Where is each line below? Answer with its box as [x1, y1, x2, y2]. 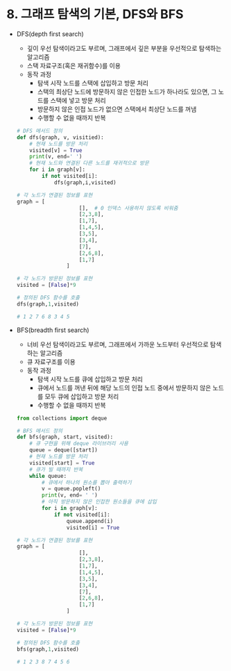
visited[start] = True [29, 459, 95, 466]
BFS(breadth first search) [16, 326, 89, 334]
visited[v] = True [29, 147, 83, 154]
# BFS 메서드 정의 [16, 427, 63, 434]
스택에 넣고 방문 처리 [50, 96, 106, 104]
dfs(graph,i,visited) [53, 179, 117, 186]
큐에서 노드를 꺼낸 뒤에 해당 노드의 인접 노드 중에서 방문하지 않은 [37, 383, 212, 392]
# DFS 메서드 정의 [16, 127, 63, 134]
